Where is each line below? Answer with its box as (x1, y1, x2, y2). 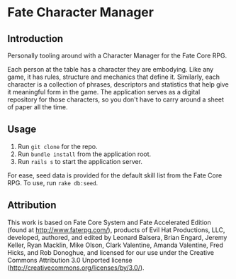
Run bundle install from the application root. (17, 150, 152, 158)
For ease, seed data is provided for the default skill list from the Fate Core (7, 171, 223, 180)
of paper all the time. (7, 103, 68, 111)
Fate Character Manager (7, 4, 154, 21)
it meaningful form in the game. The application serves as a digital (7, 88, 201, 96)
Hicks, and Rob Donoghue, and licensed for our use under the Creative (7, 248, 215, 256)
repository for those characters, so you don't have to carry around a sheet (7, 95, 225, 104)
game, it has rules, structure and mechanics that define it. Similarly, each (7, 72, 220, 81)
